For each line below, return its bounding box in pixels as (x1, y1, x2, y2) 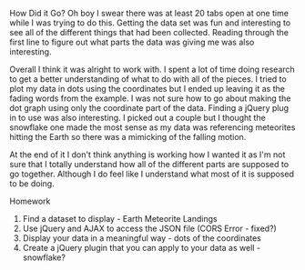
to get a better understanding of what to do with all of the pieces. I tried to (9, 74, 287, 85)
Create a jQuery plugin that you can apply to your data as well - (22, 243, 261, 253)
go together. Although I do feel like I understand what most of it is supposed (9, 168, 294, 179)
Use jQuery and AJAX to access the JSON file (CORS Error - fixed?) (22, 223, 278, 234)
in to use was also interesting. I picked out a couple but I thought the (9, 113, 266, 123)
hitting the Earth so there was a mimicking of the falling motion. (9, 132, 247, 142)
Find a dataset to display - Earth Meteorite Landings (22, 214, 218, 224)
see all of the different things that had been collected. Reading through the (9, 27, 290, 37)
